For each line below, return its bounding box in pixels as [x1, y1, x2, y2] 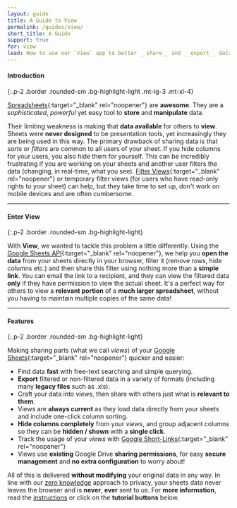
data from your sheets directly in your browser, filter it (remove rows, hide [7, 257, 222, 265]
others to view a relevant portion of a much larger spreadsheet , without [7, 286, 219, 295]
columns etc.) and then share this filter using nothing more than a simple [7, 264, 219, 272]
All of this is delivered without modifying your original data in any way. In [7, 471, 221, 480]
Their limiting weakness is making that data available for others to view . [7, 122, 217, 131]
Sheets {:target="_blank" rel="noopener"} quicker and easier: [7, 353, 185, 362]
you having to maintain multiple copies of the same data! [7, 294, 171, 303]
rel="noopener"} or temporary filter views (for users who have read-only [7, 174, 219, 183]
